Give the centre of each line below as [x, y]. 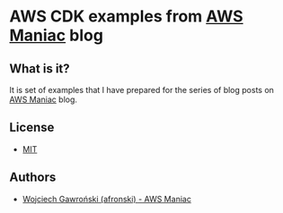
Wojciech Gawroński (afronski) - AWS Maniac [106, 199]
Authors [33, 178]
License [32, 128]
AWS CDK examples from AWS [127, 17]
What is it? [40, 68]
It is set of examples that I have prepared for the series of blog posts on [141, 90]
